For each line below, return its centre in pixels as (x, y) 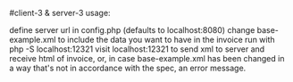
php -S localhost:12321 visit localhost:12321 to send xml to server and (137, 49)
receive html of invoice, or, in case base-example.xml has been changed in (147, 58)
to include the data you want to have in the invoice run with (166, 40)
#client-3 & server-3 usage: (60, 13)
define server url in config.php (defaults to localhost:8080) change (132, 30)
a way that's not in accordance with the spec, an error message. (128, 68)
